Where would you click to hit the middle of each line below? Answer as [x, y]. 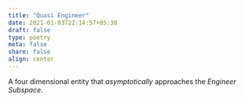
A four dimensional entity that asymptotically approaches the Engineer [122, 81]
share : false [29, 52]
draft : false [29, 30]
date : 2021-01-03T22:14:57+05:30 [63, 23]
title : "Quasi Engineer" [49, 15]
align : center [31, 60]
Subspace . [26, 89]
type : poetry [29, 37]
